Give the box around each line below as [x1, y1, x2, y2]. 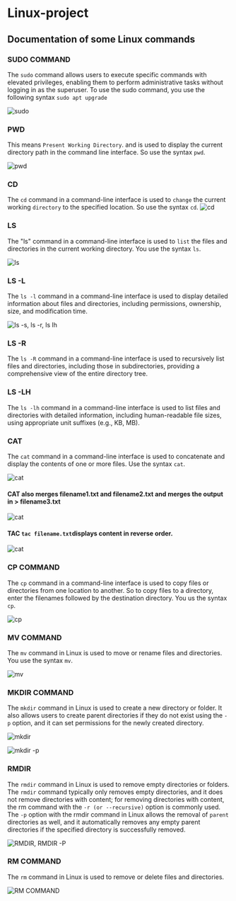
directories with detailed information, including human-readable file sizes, [7, 411, 222, 419]
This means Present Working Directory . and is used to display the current [7, 140, 223, 149]
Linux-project [7, 5, 89, 21]
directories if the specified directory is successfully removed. [7, 825, 186, 834]
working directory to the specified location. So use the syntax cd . [7, 203, 199, 212]
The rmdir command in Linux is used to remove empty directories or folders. [7, 780, 230, 788]
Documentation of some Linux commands [7, 33, 196, 45]
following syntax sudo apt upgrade [7, 93, 107, 101]
